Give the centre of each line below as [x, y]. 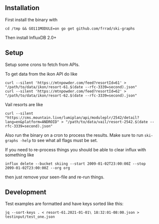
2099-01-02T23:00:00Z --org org [37, 168]
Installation [22, 8]
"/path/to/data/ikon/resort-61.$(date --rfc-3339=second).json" [71, 87]
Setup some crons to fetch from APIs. [42, 64]
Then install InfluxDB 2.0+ [31, 37]
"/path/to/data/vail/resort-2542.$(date [107, 122]
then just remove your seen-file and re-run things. [55, 177]
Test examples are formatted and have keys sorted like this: [64, 204]
